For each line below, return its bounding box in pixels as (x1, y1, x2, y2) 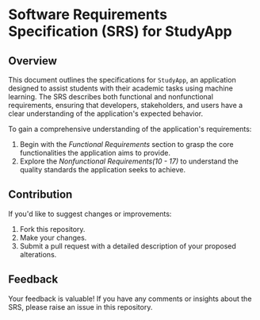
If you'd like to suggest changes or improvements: (8, 209, 172, 218)
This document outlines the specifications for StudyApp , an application (8, 75, 236, 84)
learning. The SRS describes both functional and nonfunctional (8, 92, 214, 101)
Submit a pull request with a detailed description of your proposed (19, 241, 236, 251)
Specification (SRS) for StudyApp (8, 22, 232, 40)
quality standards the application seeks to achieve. (19, 165, 186, 174)
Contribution (8, 188, 73, 202)
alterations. (19, 249, 57, 259)
